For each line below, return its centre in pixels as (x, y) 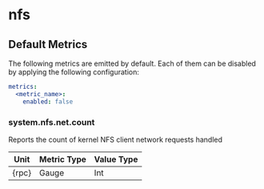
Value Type (116, 159)
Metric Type (62, 159)
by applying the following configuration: (74, 72)
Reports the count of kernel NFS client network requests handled (115, 139)
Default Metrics (48, 44)
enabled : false (48, 102)
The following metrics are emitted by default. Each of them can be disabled (132, 63)
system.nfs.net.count (52, 122)
